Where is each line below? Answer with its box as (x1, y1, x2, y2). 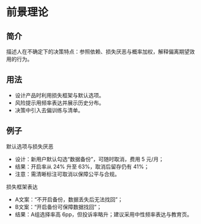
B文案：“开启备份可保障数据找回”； (14, 203, 102, 210)
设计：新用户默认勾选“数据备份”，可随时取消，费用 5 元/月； (14, 155, 165, 162)
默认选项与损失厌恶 (6, 143, 54, 150)
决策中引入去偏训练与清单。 (14, 106, 84, 113)
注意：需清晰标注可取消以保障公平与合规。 (14, 170, 120, 177)
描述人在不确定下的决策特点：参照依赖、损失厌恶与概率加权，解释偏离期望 (6, 48, 190, 55)
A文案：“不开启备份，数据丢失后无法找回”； (14, 195, 123, 203)
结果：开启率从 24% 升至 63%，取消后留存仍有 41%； (14, 162, 150, 170)
